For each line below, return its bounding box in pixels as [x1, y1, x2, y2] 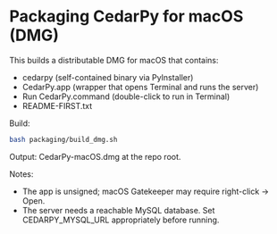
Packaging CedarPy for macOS [9, 6, 244, 27]
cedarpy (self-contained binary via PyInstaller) [21, 71, 194, 82]
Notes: [9, 168, 34, 180]
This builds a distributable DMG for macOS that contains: [9, 54, 219, 65]
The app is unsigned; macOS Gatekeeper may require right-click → [21, 186, 270, 196]
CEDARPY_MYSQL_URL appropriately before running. [21, 214, 220, 225]
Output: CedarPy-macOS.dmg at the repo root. [9, 151, 181, 162]
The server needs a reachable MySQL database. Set [21, 205, 215, 215]
